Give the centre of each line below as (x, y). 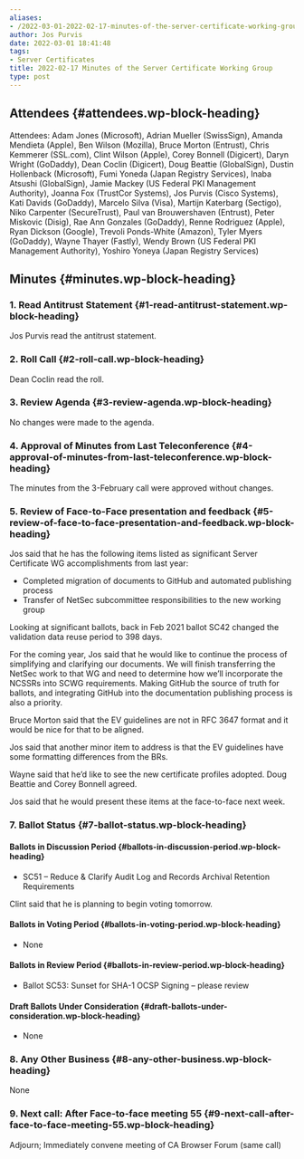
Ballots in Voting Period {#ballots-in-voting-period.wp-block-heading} (145, 924)
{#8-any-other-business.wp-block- (192, 1059)
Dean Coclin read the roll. (57, 379)
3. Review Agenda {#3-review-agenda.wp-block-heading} (141, 402)
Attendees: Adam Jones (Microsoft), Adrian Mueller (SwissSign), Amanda (146, 135)
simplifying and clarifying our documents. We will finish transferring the (142, 664)
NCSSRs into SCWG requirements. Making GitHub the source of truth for (145, 684)
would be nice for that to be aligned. (77, 730)
